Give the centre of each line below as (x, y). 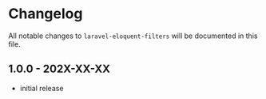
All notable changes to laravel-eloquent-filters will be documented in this (133, 36)
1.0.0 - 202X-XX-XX (59, 69)
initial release (42, 88)
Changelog (46, 14)
